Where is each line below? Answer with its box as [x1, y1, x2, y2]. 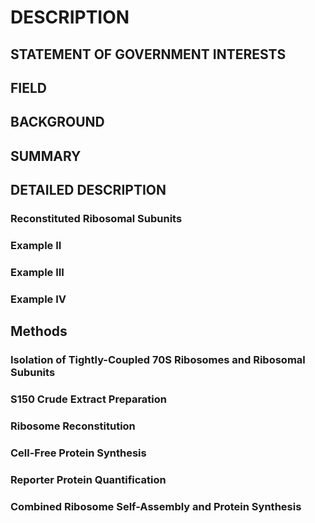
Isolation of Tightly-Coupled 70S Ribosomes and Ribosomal [10, 353, 306, 367]
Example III [10, 265, 65, 279]
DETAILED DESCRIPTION [10, 182, 167, 199]
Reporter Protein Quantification [10, 472, 167, 486]
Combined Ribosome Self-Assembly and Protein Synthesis [10, 499, 302, 513]
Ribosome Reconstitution [10, 419, 136, 433]
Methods [10, 323, 68, 340]
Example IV [10, 292, 67, 306]
